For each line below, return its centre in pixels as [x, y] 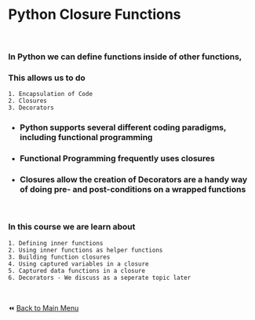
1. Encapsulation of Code [50, 94]
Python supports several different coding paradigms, [123, 127]
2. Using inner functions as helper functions [86, 250]
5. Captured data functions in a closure [77, 270]
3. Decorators [31, 108]
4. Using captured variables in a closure [78, 264]
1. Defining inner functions [56, 243]
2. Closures [27, 101]
